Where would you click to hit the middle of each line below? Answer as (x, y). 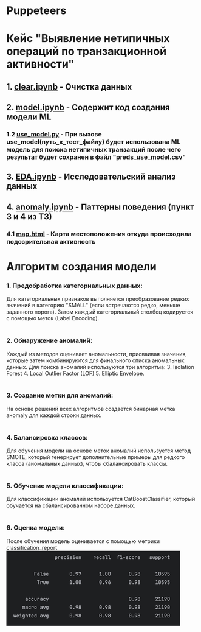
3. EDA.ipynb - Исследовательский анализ (91, 177)
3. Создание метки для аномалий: (60, 395)
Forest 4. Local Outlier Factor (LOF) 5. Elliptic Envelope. (75, 373)
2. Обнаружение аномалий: (49, 340)
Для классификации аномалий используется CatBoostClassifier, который (101, 499)
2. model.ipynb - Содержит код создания (88, 107)
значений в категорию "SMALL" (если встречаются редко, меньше (93, 306)
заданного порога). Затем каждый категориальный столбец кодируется (100, 312)
